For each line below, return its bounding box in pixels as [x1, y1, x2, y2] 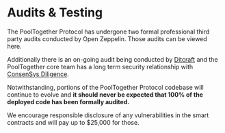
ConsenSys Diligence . [7, 70, 70, 78]
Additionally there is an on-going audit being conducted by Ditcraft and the [7, 55, 218, 63]
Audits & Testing [7, 5, 103, 21]
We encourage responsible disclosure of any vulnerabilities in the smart [7, 111, 209, 119]
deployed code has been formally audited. [7, 97, 130, 106]
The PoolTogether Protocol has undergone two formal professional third [7, 27, 210, 36]
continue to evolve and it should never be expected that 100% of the [7, 90, 204, 99]
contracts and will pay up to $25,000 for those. [7, 118, 140, 126]
